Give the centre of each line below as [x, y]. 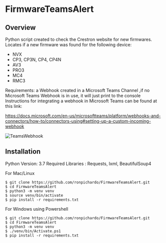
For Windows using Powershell [37, 209]
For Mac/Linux [20, 173]
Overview [21, 28]
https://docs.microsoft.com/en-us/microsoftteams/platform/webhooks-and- [83, 116]
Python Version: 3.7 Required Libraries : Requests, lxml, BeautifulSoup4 [78, 163]
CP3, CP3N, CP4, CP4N [37, 60]
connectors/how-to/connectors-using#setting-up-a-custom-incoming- [78, 121]
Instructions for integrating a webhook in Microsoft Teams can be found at [81, 101]
